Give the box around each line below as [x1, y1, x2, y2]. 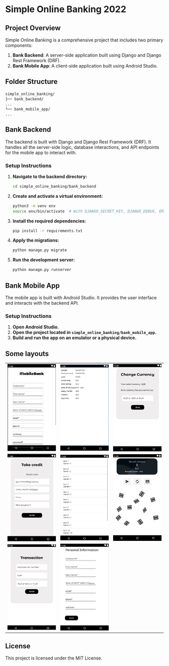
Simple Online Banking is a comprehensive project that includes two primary [5, 37, 163, 43]
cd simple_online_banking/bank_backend [12, 184, 97, 189]
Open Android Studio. [12, 324, 59, 330]
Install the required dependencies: [12, 218, 87, 224]
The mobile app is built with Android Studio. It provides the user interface [5, 294, 157, 301]
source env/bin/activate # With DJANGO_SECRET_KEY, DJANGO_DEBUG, [12, 208, 157, 214]
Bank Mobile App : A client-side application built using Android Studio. [12, 63, 158, 69]
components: [5, 42, 33, 48]
